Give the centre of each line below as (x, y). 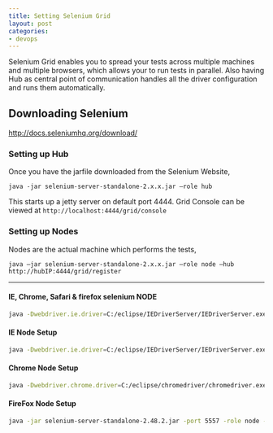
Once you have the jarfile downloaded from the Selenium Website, (119, 172)
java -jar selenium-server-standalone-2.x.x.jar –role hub (110, 187)
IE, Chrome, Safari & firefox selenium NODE (82, 297)
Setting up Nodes (43, 231)
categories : (28, 31)
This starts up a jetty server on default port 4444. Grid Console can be (127, 202)
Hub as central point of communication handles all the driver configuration (133, 79)
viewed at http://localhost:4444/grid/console (87, 210)
